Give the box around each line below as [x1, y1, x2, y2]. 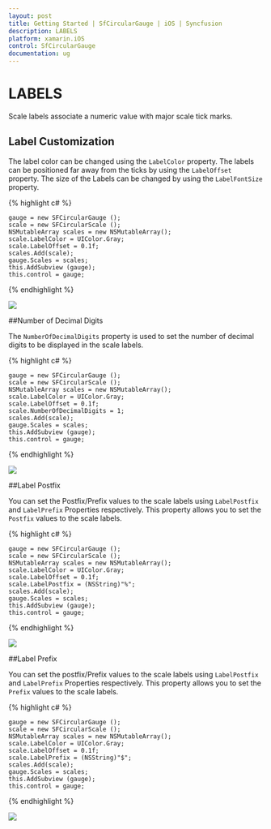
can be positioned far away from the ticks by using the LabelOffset [8, 165, 232, 174]
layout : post [8, 11, 53, 20]
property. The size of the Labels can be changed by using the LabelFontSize [8, 174, 263, 183]
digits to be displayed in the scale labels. [8, 340, 144, 350]
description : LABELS [8, 27, 78, 35]
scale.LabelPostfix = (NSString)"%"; [8, 580, 136, 588]
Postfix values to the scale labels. [8, 513, 123, 523]
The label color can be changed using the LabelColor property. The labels [8, 156, 255, 166]
